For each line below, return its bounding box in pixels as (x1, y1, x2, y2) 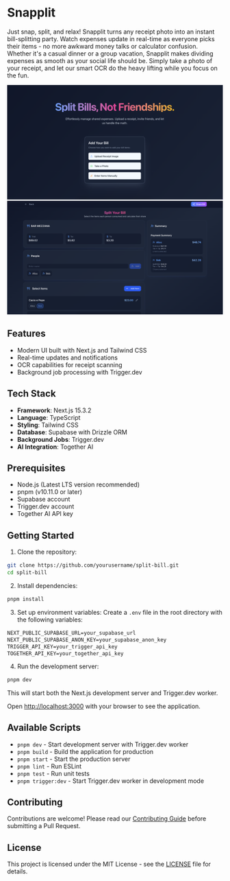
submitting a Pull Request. (7, 822, 81, 830)
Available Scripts (7, 722, 81, 733)
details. (7, 867, 28, 876)
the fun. (7, 71, 29, 80)
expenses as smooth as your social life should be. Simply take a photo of (7, 56, 213, 64)
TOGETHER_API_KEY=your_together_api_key (7, 650, 125, 657)
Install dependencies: (16, 581, 78, 589)
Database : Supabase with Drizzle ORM (16, 427, 128, 436)
